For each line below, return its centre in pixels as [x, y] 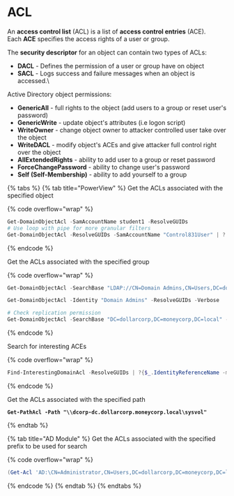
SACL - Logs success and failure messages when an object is [106, 73]
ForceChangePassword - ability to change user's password [103, 167]
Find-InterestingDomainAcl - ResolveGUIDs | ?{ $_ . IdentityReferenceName [113, 373]
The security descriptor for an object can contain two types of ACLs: [107, 52]
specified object [30, 195]
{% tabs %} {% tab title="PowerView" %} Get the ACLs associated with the [115, 188]
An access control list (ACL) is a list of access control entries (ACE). [107, 31]
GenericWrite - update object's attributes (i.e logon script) [101, 122]
